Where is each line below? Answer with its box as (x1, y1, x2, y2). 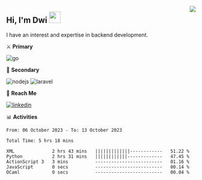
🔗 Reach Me (6, 89, 37, 96)
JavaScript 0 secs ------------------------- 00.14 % (6, 164, 189, 170)
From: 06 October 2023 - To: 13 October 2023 (6, 127, 122, 133)
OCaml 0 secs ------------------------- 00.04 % (6, 169, 189, 175)
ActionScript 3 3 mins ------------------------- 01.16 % (6, 158, 189, 165)
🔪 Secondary (6, 66, 40, 73)
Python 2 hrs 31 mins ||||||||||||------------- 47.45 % (6, 154, 189, 160)
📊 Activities (6, 113, 38, 120)
